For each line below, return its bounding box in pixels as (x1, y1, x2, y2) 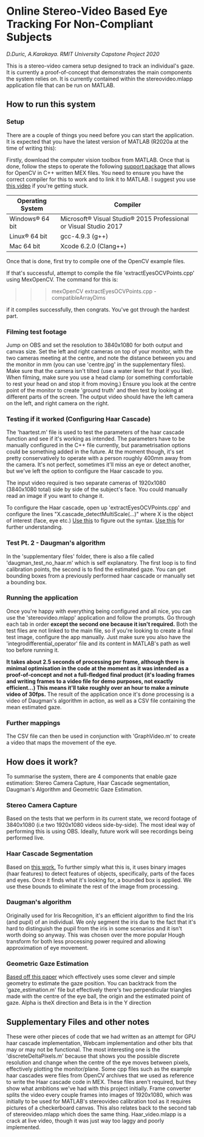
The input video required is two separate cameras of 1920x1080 (6, 480, 166, 487)
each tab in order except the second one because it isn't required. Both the (6, 620, 198, 628)
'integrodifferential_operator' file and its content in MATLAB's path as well (6, 640, 191, 647)
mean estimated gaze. (6, 703, 62, 710)
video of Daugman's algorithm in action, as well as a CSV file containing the (6, 696, 195, 704)
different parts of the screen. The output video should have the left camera (6, 393, 194, 400)
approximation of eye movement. (6, 944, 89, 951)
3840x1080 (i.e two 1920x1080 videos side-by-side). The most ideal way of (6, 821, 195, 829)
